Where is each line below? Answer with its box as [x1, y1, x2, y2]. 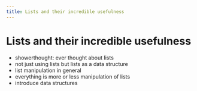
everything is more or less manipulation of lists [14, 73, 131, 80]
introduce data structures [14, 79, 78, 86]
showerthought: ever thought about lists [14, 54, 114, 61]
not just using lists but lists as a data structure [14, 60, 129, 67]
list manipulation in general [14, 67, 82, 74]
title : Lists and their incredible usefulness [6, 8, 125, 15]
